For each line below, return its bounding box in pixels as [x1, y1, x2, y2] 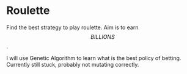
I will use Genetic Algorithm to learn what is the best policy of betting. [6, 54, 182, 61]
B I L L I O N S [90, 33, 115, 40]
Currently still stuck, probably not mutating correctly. [6, 61, 139, 68]
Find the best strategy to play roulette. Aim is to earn [6, 24, 139, 31]
